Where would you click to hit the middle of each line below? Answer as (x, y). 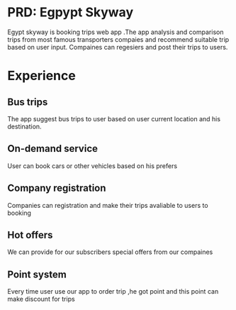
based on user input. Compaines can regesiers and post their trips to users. (118, 47)
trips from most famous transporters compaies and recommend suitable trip (118, 39)
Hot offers (30, 235)
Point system (37, 274)
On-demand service (52, 149)
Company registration (57, 188)
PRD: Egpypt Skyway (70, 12)
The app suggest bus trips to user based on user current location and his (114, 118)
